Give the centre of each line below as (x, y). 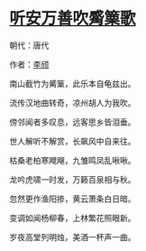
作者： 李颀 (29, 64)
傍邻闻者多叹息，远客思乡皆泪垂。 (73, 122)
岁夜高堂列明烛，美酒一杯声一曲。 (73, 237)
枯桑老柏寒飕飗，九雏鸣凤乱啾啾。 (73, 160)
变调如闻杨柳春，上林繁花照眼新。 (73, 218)
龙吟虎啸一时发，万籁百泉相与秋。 (73, 179)
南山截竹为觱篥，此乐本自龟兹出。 (73, 83)
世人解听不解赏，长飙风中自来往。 (73, 141)
